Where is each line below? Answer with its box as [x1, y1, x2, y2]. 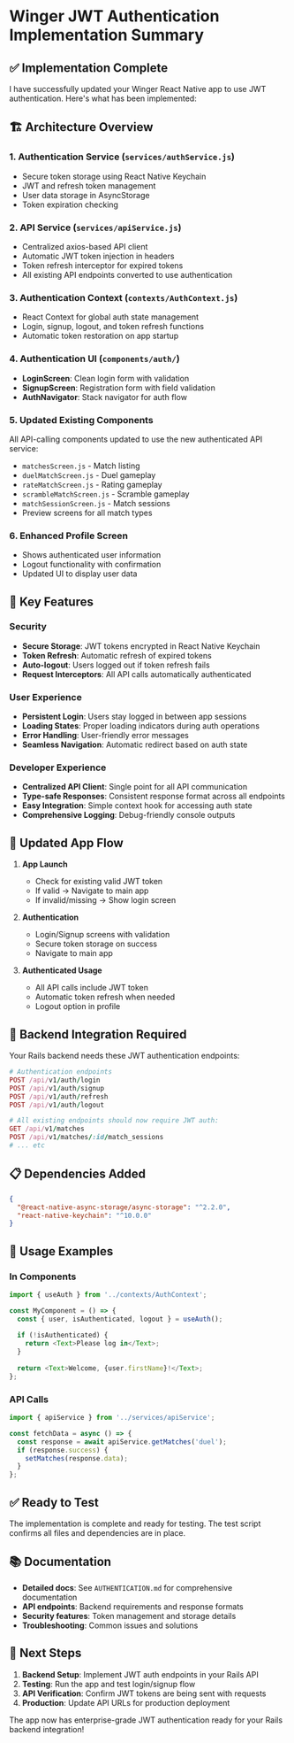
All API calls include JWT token [34, 983, 148, 993]
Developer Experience [9, 761, 107, 774]
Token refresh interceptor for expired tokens [21, 259, 184, 271]
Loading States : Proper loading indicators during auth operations [21, 721, 260, 731]
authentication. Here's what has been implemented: [9, 93, 197, 104]
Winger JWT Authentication [9, 6, 220, 27]
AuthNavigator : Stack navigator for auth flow [21, 391, 188, 402]
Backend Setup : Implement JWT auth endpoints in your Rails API [21, 1669, 259, 1679]
